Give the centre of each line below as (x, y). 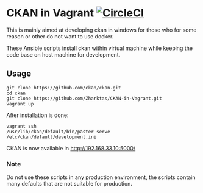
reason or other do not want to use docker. (60, 36)
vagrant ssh (21, 126)
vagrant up (20, 104)
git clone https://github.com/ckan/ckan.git (64, 88)
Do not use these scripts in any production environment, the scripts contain (101, 177)
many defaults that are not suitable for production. (69, 184)
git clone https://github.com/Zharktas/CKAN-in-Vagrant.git (84, 98)
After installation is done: (37, 115)
